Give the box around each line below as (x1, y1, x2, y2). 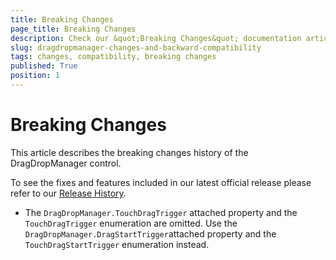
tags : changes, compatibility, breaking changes (10, 52, 217, 62)
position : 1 (10, 71, 60, 81)
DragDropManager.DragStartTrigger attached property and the (24, 227, 277, 240)
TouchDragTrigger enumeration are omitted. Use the (24, 217, 238, 229)
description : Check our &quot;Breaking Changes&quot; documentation (10, 33, 302, 43)
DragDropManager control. (10, 157, 122, 169)
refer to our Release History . (10, 187, 127, 199)
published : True (10, 61, 78, 71)
